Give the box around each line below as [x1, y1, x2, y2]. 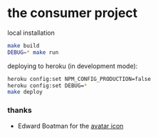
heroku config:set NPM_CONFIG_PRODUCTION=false [7, 75, 152, 82]
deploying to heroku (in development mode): [7, 62, 138, 70]
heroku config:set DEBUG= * [7, 82, 88, 89]
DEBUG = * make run [7, 48, 59, 56]
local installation [7, 28, 55, 37]
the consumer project [7, 5, 138, 21]
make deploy [7, 89, 43, 96]
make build [7, 42, 40, 49]
